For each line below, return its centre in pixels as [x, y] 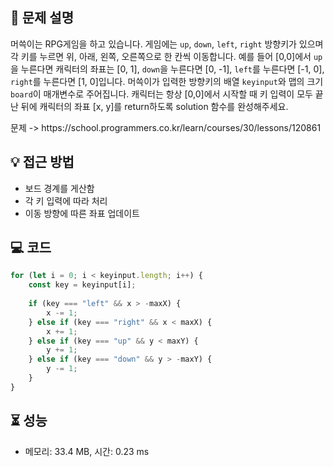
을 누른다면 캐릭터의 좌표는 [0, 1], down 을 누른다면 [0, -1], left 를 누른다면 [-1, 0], [167, 69]
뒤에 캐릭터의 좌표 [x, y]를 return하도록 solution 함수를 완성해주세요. [154, 106]
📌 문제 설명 [42, 18]
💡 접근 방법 [42, 162]
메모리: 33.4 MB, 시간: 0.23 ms [87, 451]
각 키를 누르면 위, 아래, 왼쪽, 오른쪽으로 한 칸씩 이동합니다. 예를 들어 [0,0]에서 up [166, 56]
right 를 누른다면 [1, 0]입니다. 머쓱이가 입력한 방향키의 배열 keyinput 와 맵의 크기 [167, 81]
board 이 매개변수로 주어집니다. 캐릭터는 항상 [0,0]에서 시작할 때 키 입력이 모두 [161, 94]
